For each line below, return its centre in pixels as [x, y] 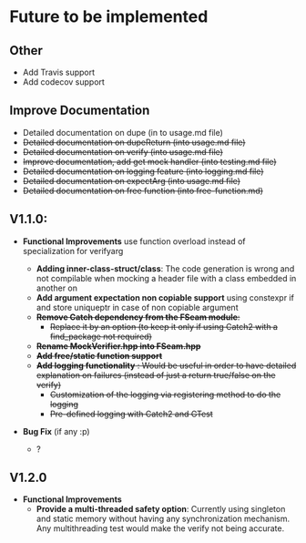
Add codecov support [63, 82]
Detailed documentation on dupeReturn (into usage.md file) [134, 142]
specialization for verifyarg [73, 251]
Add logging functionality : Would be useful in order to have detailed [166, 365]
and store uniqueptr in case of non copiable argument [137, 307]
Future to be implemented [109, 17]
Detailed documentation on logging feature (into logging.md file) [143, 171]
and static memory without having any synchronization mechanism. [163, 519]
